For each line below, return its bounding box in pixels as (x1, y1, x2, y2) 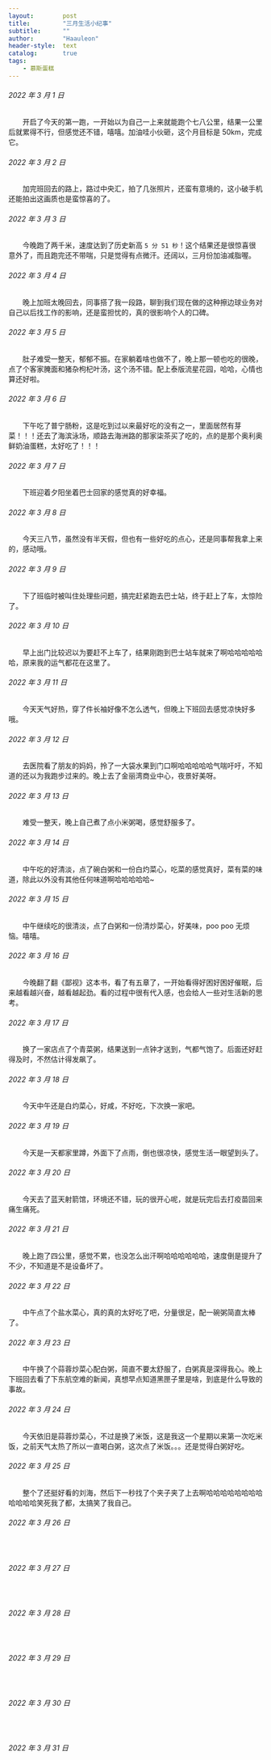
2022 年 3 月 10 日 (8, 621, 69, 631)
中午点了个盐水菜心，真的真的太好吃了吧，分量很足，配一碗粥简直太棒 (23, 1307, 256, 1318)
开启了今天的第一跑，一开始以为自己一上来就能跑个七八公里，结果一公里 (23, 116, 263, 126)
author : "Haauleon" (8, 34, 99, 43)
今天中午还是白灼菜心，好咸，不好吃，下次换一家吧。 (23, 1101, 199, 1111)
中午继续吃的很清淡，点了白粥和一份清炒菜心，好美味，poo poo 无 (23, 921, 244, 931)
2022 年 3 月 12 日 (8, 734, 69, 744)
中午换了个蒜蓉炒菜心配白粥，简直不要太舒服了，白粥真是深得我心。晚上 (23, 1364, 263, 1374)
